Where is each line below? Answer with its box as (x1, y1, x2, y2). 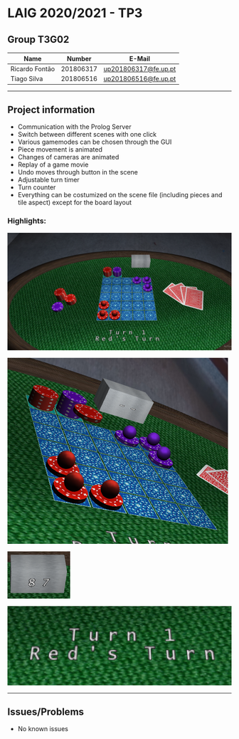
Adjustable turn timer (17, 176, 80, 184)
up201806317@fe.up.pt (103, 64, 176, 73)
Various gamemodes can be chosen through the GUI (17, 137, 172, 147)
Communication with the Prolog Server (17, 122, 132, 131)
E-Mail (129, 54, 151, 63)
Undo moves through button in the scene (17, 168, 139, 177)
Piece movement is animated (17, 145, 103, 154)
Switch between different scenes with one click (17, 130, 157, 139)
